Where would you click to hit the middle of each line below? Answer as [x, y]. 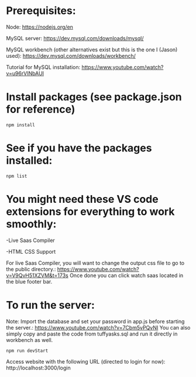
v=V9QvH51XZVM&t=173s [37, 275]
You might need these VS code [82, 199]
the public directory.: [31, 269]
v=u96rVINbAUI [25, 73]
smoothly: [31, 224]
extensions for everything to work [90, 212]
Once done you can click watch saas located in [126, 275]
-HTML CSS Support [31, 251]
